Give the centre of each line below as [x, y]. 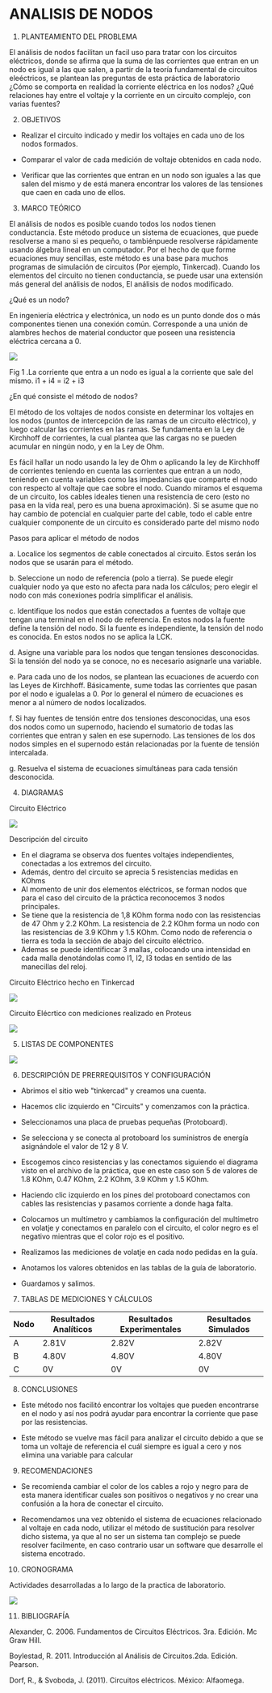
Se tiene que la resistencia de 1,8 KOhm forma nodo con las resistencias [141, 915]
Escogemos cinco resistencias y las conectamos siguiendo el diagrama [139, 1162]
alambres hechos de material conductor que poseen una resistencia [122, 332]
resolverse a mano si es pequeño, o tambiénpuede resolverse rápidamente [134, 240]
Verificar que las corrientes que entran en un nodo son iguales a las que [141, 175]
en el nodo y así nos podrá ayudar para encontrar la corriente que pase [140, 1413]
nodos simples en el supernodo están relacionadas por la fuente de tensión [134, 744]
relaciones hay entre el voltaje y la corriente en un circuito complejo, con [130, 95]
